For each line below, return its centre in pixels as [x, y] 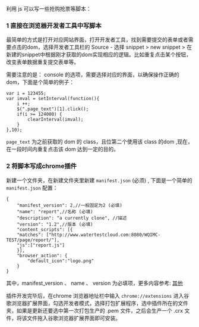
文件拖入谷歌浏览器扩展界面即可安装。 [73, 318]
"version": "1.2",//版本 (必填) [55, 224]
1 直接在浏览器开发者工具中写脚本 [54, 26]
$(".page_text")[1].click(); [53, 109]
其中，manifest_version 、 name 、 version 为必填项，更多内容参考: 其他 [94, 283]
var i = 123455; [26, 94]
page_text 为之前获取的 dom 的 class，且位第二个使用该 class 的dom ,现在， [99, 142]
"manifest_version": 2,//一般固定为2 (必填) [70, 205]
